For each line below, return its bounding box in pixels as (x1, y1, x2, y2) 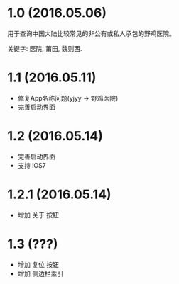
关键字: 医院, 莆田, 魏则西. (7, 44, 82, 52)
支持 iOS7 (17, 161, 46, 169)
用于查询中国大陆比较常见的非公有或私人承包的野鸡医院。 (7, 29, 175, 38)
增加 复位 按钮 (17, 260, 59, 268)
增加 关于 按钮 (17, 210, 59, 219)
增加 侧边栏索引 (17, 269, 64, 278)
